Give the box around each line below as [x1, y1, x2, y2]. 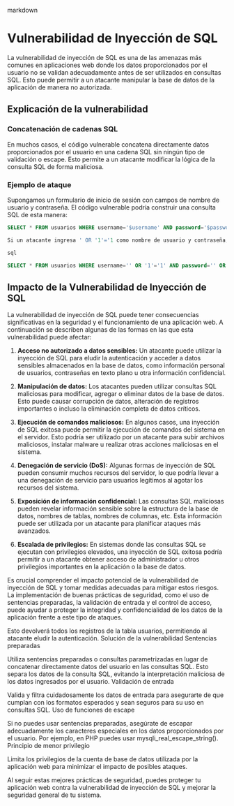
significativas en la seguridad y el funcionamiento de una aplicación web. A [7, 318, 224, 327]
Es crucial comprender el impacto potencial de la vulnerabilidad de [7, 576, 198, 585]
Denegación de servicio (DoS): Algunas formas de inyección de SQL [17, 461, 216, 470]
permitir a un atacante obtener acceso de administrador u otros [17, 555, 200, 564]
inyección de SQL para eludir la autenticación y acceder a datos [17, 354, 201, 362]
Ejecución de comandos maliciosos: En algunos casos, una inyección [17, 418, 220, 427]
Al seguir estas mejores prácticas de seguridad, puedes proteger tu [7, 776, 201, 784]
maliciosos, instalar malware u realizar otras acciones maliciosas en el [17, 440, 219, 449]
